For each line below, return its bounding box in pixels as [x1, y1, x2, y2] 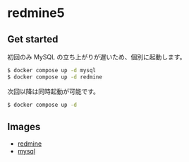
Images [7, 121, 41, 133]
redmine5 [7, 5, 65, 21]
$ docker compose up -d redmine [7, 73, 102, 81]
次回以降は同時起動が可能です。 [7, 87, 100, 96]
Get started [7, 33, 59, 45]
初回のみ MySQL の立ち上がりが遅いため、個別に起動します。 [7, 53, 186, 61]
